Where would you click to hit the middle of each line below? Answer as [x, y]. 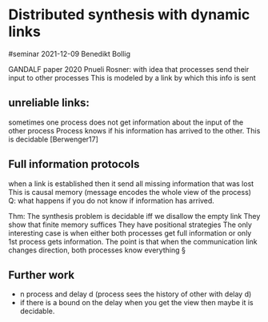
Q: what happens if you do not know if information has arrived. [111, 201]
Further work [42, 274]
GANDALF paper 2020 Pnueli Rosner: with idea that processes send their [129, 69]
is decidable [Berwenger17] [53, 139]
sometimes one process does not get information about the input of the [126, 122]
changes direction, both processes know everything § [97, 250]
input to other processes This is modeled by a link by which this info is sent [132, 78]
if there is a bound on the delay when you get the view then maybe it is [136, 303]
